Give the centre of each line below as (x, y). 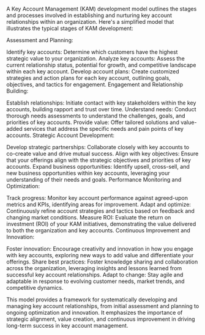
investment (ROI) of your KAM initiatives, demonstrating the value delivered (101, 224)
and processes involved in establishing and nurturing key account (89, 15)
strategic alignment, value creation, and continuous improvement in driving (101, 319)
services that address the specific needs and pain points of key (103, 129)
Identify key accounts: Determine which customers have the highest (92, 52)
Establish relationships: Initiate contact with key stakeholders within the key (101, 103)
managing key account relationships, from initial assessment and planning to (103, 306)
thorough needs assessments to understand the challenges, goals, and (96, 116)
